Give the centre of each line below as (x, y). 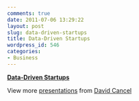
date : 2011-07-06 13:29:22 (46, 20)
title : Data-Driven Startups (49, 39)
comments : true (29, 13)
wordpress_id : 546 (33, 45)
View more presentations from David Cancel (69, 90)
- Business (23, 58)
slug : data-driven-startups (47, 32)
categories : (24, 52)
